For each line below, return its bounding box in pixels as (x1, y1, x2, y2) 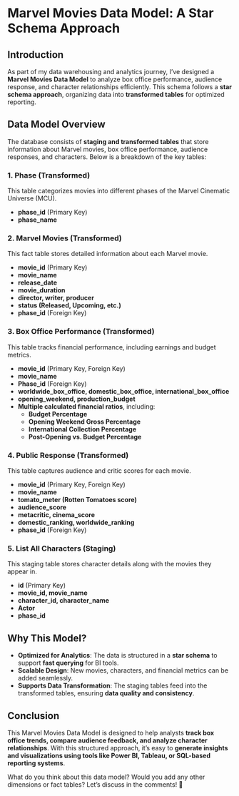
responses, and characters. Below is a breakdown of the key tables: (7, 152, 207, 161)
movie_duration (17, 286, 66, 295)
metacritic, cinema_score (17, 511, 95, 519)
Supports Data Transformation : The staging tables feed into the (17, 681, 208, 690)
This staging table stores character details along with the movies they (7, 560, 212, 568)
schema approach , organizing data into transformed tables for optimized (7, 91, 225, 98)
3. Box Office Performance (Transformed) (7, 327, 155, 337)
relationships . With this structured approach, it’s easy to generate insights (7, 743, 228, 752)
